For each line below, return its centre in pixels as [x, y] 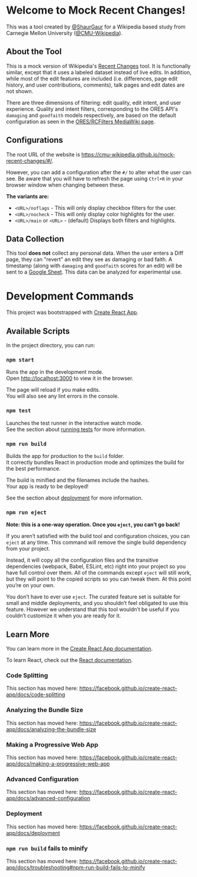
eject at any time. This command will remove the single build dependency [96, 542]
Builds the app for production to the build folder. [65, 456]
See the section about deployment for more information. [75, 498]
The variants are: [28, 196]
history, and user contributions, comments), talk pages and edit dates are [96, 85]
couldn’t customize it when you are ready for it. [64, 616]
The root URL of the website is [43, 154]
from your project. [28, 549]
